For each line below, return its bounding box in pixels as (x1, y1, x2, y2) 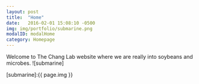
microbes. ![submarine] (6, 59, 64, 67)
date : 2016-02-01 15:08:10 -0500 (6, 20, 96, 26)
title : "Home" (6, 14, 44, 20)
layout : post (6, 8, 39, 15)
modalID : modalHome (6, 31, 55, 37)
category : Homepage (6, 37, 55, 43)
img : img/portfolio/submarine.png (6, 25, 93, 32)
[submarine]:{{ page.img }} (6, 71, 73, 78)
